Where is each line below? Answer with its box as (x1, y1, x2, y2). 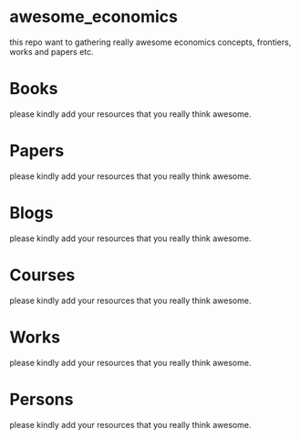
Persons (9, 389, 74, 410)
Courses (9, 265, 76, 285)
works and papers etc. (9, 46, 94, 57)
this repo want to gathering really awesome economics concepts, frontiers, (9, 37, 292, 47)
